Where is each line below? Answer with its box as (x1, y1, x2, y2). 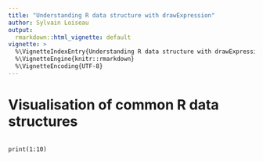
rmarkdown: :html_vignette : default (15, 33, 131, 41)
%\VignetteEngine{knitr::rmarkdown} (15, 55, 135, 63)
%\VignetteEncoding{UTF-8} (15, 63, 103, 70)
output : (8, 26, 34, 34)
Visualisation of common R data (8, 95, 219, 113)
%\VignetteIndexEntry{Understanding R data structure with (15, 48, 212, 55)
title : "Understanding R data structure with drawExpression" (8, 11, 215, 20)
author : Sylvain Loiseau (8, 19, 89, 27)
